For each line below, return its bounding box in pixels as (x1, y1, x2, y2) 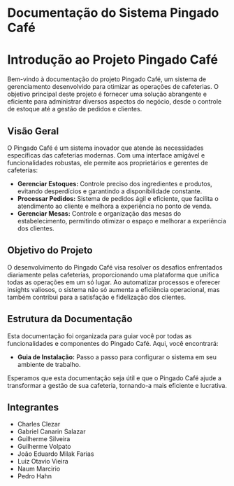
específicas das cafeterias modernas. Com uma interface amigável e (7, 151, 205, 159)
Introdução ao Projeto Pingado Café (7, 52, 219, 68)
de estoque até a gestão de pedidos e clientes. (7, 105, 142, 113)
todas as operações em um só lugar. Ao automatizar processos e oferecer (7, 278, 221, 286)
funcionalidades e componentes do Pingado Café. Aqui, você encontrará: (7, 339, 219, 347)
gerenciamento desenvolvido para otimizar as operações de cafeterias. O (7, 83, 219, 91)
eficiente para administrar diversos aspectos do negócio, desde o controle (7, 97, 222, 106)
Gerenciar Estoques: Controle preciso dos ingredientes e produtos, (17, 179, 213, 188)
